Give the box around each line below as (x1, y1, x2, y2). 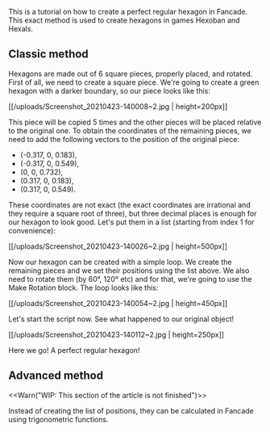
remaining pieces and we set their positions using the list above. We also (8, 266, 250, 275)
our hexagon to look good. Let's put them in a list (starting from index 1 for (8, 217, 255, 227)
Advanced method (8, 369, 103, 383)
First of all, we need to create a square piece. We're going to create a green (8, 77, 260, 87)
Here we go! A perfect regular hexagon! (8, 345, 140, 354)
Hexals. (8, 24, 34, 33)
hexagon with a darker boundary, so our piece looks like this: (8, 86, 211, 95)
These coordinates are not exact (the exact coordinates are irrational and (8, 199, 251, 209)
